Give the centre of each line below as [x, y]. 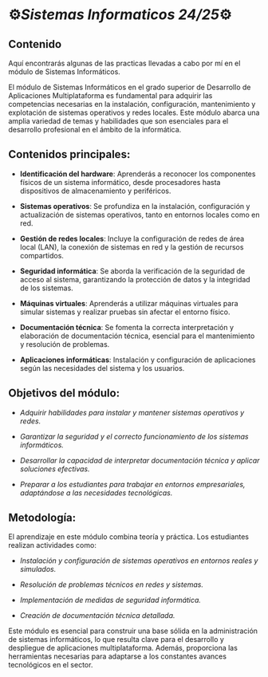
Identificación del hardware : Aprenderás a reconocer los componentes [138, 174]
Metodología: [42, 518]
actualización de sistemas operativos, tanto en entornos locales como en [140, 215]
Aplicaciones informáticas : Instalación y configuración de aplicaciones [138, 360]
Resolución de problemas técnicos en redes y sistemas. [111, 585]
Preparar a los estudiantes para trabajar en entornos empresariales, [132, 484]
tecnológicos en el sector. [51, 665]
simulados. [38, 569]
